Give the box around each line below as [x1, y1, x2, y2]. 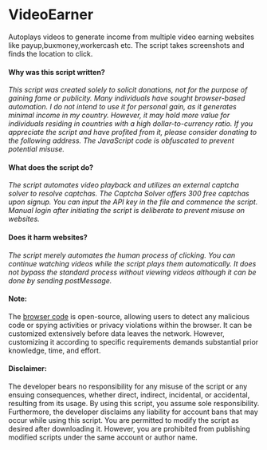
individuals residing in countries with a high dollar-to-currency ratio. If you [8, 119, 253, 128]
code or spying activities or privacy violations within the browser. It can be [8, 320, 253, 330]
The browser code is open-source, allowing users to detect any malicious [8, 311, 249, 321]
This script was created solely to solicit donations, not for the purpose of [8, 85, 248, 95]
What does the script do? [8, 162, 94, 172]
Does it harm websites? [8, 232, 88, 242]
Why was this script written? [8, 67, 105, 77]
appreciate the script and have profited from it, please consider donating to [8, 128, 257, 137]
